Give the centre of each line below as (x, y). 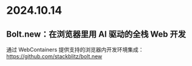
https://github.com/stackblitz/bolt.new (54, 56)
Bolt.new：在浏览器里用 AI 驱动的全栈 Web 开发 (96, 34)
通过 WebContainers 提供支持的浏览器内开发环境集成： (75, 49)
